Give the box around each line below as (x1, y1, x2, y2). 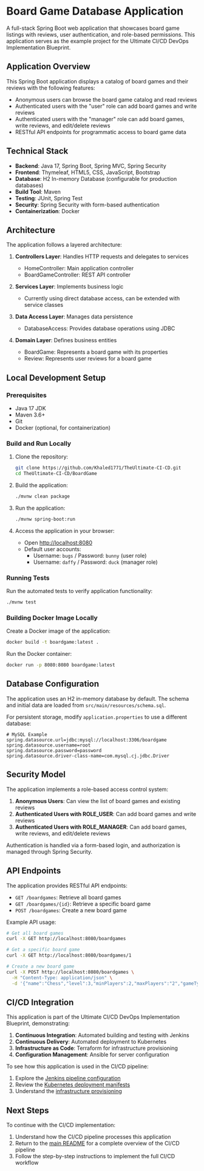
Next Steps (6, 1105, 49, 1116)
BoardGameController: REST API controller (24, 271, 131, 278)
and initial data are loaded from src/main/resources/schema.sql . (6, 702, 166, 709)
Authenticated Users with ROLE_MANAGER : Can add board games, (15, 823, 187, 831)
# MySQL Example (6, 731, 47, 737)
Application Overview (6, 62, 90, 72)
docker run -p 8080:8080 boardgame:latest (6, 662, 115, 668)
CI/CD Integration (6, 997, 74, 1007)
